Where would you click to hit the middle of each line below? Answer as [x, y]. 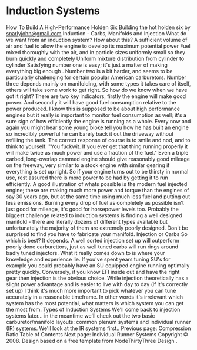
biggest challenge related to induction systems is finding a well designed [94, 215]
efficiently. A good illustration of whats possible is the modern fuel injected [97, 184]
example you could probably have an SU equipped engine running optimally [98, 265]
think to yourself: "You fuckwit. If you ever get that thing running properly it [97, 146]
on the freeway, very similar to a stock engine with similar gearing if [88, 165]
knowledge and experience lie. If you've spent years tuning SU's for [88, 259]
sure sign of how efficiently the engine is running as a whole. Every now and [98, 121]
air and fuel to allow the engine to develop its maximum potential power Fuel [98, 46]
